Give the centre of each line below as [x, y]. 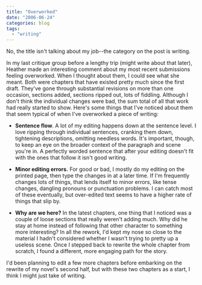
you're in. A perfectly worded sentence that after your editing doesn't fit [104, 152]
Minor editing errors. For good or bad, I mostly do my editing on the [100, 170]
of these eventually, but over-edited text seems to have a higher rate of [103, 195]
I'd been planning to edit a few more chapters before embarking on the [94, 263]
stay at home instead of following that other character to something [99, 225]
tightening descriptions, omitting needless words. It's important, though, [105, 138]
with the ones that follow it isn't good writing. [71, 158]
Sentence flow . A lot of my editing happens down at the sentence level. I [106, 126]
